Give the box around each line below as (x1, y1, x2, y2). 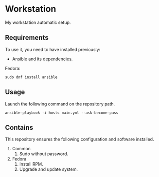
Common (12, 146, 31, 152)
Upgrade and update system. (19, 166, 78, 172)
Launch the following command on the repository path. (5, 101, 115, 106)
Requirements (5, 34, 49, 42)
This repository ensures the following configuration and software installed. (5, 136, 154, 142)
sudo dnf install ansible (5, 74, 57, 80)
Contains (5, 123, 33, 132)
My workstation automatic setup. (5, 19, 71, 25)
